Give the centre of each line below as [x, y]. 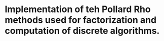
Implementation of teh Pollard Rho [78, 9]
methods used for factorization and [81, 20]
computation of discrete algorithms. [82, 31]
